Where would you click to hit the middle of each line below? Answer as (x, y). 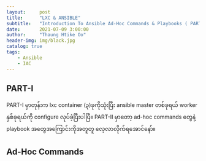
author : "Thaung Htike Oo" (46, 35)
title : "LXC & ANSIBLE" (44, 18)
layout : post (29, 12)
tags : (13, 52)
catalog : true (25, 47)
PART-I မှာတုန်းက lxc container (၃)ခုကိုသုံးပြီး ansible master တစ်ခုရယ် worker (102, 105)
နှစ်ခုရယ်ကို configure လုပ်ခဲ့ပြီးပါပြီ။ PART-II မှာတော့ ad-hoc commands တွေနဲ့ (101, 117)
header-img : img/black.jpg (41, 41)
